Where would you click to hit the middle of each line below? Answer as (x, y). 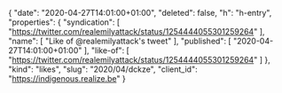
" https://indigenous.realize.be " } (67, 78)
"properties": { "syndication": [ (64, 22)
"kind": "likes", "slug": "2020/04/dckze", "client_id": (103, 69)
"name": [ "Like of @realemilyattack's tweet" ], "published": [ (120, 41)
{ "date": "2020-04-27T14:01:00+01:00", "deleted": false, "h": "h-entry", (140, 13)
